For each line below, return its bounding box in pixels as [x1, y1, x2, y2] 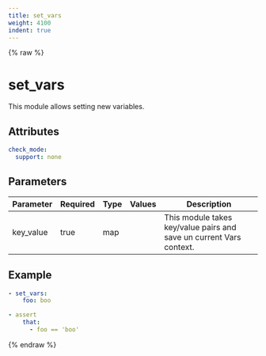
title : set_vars [8, 11, 62, 20]
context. [163, 241, 195, 252]
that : [22, 318, 41, 327]
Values [129, 199, 157, 210]
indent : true [8, 26, 51, 34]
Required [59, 199, 95, 210]
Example [8, 268, 52, 282]
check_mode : [8, 146, 47, 154]
